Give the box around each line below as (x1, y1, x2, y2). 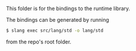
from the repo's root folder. (6, 38, 72, 45)
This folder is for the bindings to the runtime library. (6, 5, 131, 12)
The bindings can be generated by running (6, 16, 110, 23)
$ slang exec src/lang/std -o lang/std (6, 28, 104, 33)
